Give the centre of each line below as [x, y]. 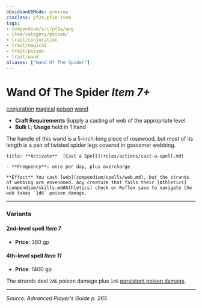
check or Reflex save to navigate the [144, 188]
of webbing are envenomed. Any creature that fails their [80, 183]
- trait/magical [26, 46]
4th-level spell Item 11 [34, 256]
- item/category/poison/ [37, 34]
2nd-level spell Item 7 [34, 228]
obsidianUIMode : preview [37, 12]
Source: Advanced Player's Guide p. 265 [57, 298]
